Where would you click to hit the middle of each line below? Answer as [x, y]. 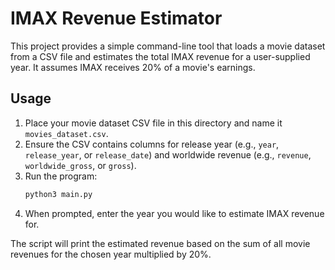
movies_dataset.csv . [66, 133]
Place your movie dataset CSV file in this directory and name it [153, 123]
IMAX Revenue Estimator [116, 18]
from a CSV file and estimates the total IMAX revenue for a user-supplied [160, 56]
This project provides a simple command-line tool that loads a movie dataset [168, 46]
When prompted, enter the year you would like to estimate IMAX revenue [174, 213]
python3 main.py [58, 194]
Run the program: [61, 176]
